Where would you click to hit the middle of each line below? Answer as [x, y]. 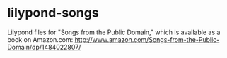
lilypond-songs [53, 13]
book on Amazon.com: [40, 39]
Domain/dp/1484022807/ [44, 47]
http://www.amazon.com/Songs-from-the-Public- [147, 39]
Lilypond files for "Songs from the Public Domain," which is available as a [114, 32]
